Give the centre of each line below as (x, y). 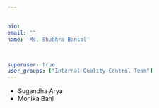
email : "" (22, 32)
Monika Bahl (36, 99)
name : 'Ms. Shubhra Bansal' (49, 40)
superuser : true (31, 64)
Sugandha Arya (40, 91)
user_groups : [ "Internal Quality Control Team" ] (80, 71)
